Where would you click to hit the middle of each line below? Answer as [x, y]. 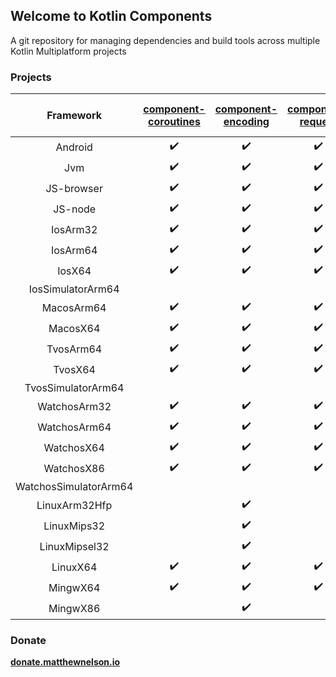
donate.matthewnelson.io [65, 662]
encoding [246, 122]
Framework [74, 116]
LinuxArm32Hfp [74, 505]
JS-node [75, 209]
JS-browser [74, 188]
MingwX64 [74, 587]
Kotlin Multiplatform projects [68, 51]
